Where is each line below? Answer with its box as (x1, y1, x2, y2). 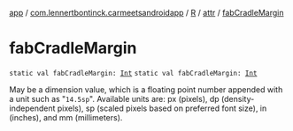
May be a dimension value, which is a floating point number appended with (9, 84, 283, 95)
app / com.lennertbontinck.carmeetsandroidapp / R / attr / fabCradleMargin (9, 8, 284, 18)
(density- (220, 93, 255, 104)
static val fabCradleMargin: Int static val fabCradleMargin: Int (9, 69, 258, 77)
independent (9, 103, 56, 113)
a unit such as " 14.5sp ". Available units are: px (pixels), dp (9, 93, 220, 104)
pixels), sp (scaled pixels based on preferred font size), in (57, 103, 267, 113)
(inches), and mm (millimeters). (9, 112, 123, 122)
